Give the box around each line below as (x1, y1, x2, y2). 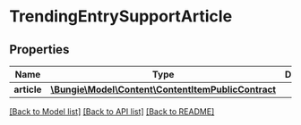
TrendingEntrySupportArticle (9, 6, 233, 27)
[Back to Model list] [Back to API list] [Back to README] (9, 106, 215, 117)
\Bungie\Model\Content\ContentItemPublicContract (50, 83, 276, 96)
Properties (9, 42, 70, 57)
